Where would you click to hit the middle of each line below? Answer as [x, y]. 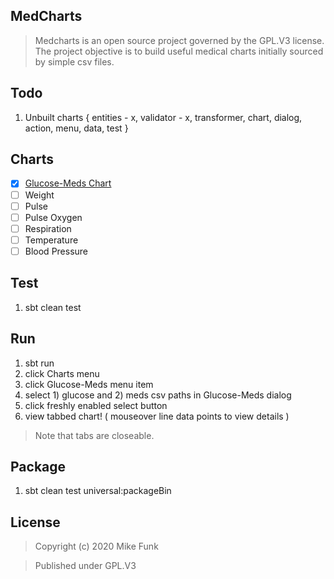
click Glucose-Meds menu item [89, 384]
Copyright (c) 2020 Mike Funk [96, 546]
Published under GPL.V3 [85, 566]
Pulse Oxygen [53, 217]
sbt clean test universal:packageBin [98, 491]
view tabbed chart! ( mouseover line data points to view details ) [157, 416]
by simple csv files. [74, 61]
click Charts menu [62, 373]
